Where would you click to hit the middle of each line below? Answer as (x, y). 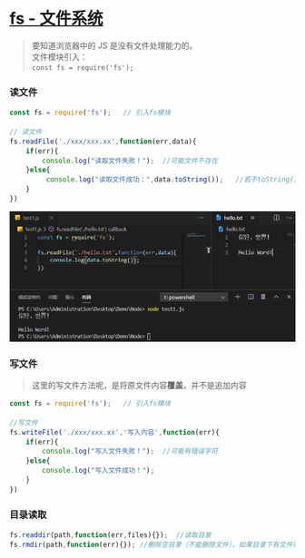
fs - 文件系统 (56, 19)
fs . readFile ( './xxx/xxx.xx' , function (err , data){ (103, 142)
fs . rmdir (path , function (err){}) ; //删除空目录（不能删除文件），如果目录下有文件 (151, 544)
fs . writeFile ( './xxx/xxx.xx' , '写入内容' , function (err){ (114, 432)
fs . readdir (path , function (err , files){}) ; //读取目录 (110, 535)
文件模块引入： (59, 56)
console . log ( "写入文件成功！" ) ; (98, 471)
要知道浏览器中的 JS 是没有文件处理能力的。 (114, 45)
